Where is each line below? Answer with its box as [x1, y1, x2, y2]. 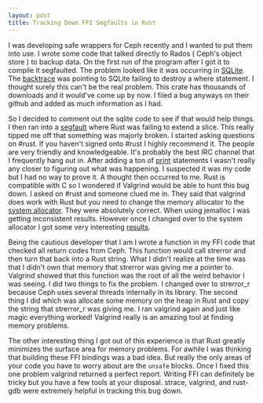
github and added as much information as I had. [8, 99, 163, 108]
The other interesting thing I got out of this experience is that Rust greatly [8, 336, 246, 345]
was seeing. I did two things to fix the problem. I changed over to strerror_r [8, 279, 250, 289]
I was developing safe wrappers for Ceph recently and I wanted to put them [8, 40, 253, 49]
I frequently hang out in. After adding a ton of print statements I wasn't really [8, 155, 256, 165]
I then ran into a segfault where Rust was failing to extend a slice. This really [8, 122, 254, 132]
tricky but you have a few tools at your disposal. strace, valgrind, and [8, 377, 232, 387]
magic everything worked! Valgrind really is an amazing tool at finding [8, 312, 234, 321]
